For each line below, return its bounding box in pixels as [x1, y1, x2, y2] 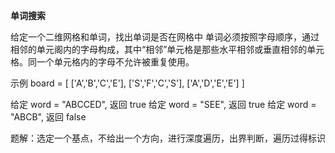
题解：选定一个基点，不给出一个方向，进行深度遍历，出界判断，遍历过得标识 [10, 132, 326, 144]
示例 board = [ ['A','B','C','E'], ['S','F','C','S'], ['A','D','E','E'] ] [10, 77, 245, 89]
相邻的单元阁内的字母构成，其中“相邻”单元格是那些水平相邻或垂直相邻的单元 [10, 44, 325, 55]
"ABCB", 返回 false [10, 111, 87, 123]
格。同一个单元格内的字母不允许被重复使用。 [10, 56, 195, 68]
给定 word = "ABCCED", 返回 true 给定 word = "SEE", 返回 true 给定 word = [10, 99, 317, 110]
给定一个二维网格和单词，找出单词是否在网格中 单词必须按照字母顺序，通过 [10, 31, 320, 43]
